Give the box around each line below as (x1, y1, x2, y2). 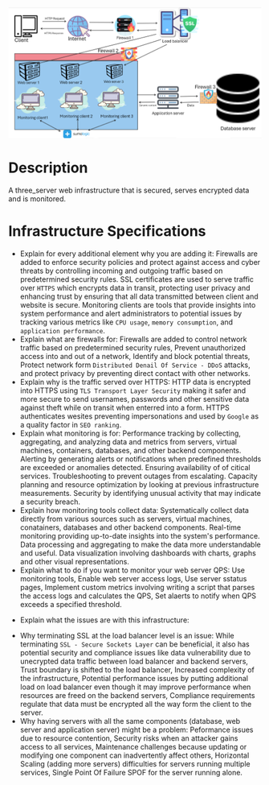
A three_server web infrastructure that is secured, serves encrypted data (8, 185, 250, 196)
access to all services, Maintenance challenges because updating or (19, 742, 247, 751)
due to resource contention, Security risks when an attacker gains (19, 733, 238, 743)
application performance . (19, 326, 106, 335)
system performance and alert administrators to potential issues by (19, 309, 243, 318)
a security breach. (19, 497, 80, 506)
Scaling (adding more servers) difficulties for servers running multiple (19, 759, 251, 768)
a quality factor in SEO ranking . (19, 420, 122, 429)
